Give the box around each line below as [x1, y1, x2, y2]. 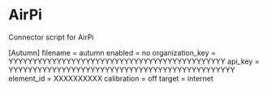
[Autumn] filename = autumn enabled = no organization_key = [8, 48, 217, 57]
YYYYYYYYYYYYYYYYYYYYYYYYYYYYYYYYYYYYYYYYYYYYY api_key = [8, 56, 260, 66]
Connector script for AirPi [8, 32, 94, 42]
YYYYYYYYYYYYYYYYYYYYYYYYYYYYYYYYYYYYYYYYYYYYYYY [8, 64, 235, 74]
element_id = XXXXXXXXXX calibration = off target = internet [8, 73, 213, 83]
